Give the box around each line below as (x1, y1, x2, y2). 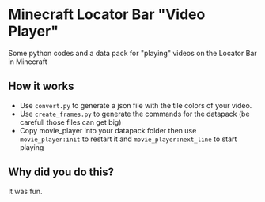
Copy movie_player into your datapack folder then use (19, 125, 197, 135)
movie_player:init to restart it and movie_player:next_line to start (19, 134, 237, 144)
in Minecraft (8, 57, 47, 66)
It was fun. (8, 186, 43, 196)
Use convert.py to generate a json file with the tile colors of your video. (19, 100, 252, 110)
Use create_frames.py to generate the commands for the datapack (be (19, 109, 251, 118)
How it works (8, 80, 74, 93)
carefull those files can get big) (19, 117, 122, 127)
